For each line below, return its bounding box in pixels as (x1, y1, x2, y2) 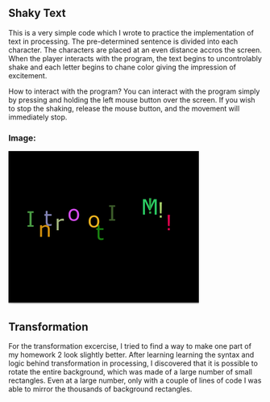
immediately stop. (8, 112, 68, 122)
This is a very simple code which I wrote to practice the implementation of (8, 27, 254, 37)
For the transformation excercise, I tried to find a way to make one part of (8, 341, 252, 350)
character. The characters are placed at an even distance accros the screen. (8, 44, 262, 55)
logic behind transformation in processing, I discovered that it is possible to (8, 358, 258, 368)
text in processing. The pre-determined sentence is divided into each (8, 36, 239, 46)
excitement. (8, 70, 48, 80)
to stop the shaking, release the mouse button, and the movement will (8, 103, 240, 113)
